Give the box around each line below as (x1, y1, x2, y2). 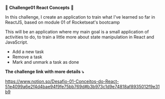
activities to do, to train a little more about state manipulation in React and (5, 34, 154, 40)
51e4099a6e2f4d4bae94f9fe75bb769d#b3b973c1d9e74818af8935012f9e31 (5, 84, 160, 89)
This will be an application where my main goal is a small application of (5, 29, 149, 34)
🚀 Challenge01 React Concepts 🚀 (5, 5, 74, 10)
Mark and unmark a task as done (12, 59, 79, 65)
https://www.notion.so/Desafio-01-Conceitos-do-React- (5, 78, 119, 84)
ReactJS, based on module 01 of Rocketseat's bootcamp (5, 20, 120, 25)
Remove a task (12, 54, 43, 60)
